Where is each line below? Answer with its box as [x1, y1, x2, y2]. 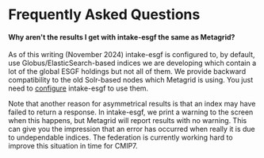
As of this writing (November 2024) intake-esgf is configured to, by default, [8, 50, 255, 60]
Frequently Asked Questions [8, 6, 201, 24]
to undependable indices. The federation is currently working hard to [8, 133, 233, 142]
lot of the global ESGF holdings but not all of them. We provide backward [8, 67, 247, 76]
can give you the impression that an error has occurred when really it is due [8, 125, 255, 134]
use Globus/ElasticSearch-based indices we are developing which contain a [8, 58, 256, 68]
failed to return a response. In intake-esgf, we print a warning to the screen [8, 107, 254, 117]
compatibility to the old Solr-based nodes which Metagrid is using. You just [8, 75, 254, 85]
